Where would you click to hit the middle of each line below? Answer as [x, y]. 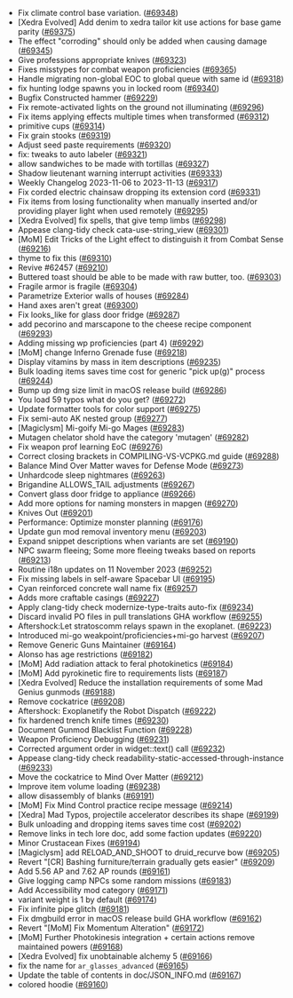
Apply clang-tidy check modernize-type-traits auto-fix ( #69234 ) [136, 607]
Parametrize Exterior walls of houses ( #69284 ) [103, 296]
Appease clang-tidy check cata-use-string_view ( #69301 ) [123, 230]
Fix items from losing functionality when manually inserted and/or [137, 202]
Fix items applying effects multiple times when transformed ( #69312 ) [143, 116]
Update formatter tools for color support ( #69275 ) [109, 409]
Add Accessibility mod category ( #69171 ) [93, 890]
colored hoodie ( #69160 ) [63, 984]
